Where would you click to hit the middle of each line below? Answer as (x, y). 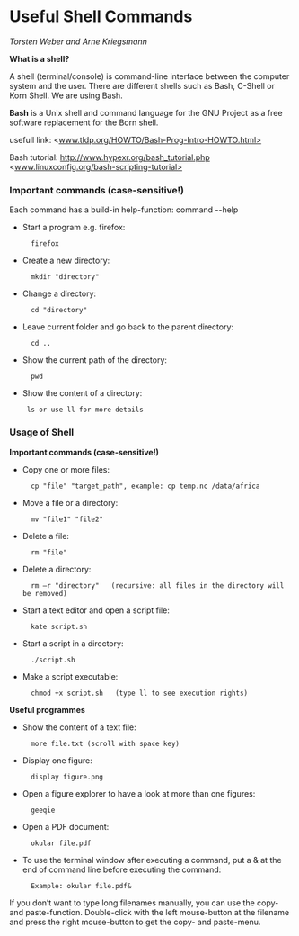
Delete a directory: (57, 569)
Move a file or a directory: (70, 502)
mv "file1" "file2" (67, 519)
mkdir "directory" (65, 277)
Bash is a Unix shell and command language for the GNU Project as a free (146, 112)
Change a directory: (59, 293)
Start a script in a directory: (73, 643)
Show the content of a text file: (79, 727)
